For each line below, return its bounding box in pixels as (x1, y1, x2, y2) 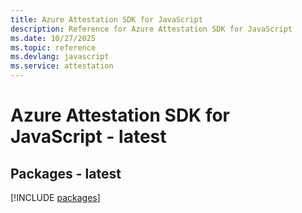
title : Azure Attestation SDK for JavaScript (10, 14, 203, 25)
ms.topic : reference (10, 42, 97, 53)
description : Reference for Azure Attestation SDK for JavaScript (10, 24, 293, 34)
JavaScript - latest (10, 126, 167, 148)
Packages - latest (10, 165, 122, 182)
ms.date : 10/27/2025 (10, 33, 97, 43)
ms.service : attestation (10, 61, 114, 71)
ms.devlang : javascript (10, 52, 110, 62)
